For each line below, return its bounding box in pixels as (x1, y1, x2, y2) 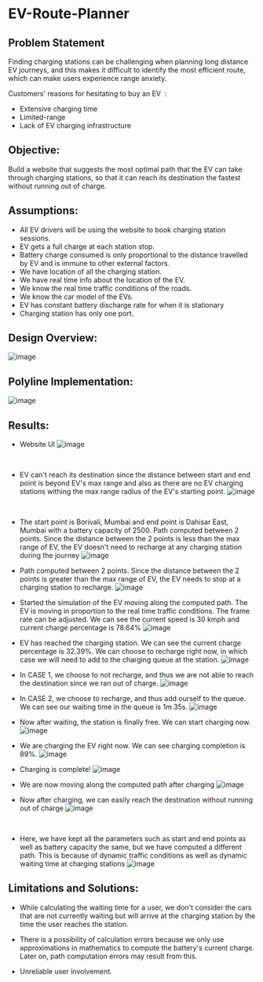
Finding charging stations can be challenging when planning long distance (8, 57, 249, 66)
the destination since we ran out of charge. (19, 678, 159, 689)
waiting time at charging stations (19, 859, 126, 869)
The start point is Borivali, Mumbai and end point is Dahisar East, (19, 517, 229, 527)
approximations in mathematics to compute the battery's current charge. (19, 943, 255, 952)
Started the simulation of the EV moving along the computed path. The (19, 598, 248, 607)
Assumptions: (8, 204, 79, 217)
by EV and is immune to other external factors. (19, 258, 170, 268)
